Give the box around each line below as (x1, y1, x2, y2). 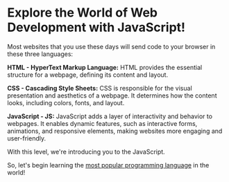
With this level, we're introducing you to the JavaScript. (7, 147, 165, 156)
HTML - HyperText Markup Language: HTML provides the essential (7, 63, 203, 71)
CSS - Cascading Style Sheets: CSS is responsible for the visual (7, 84, 192, 92)
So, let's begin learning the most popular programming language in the (7, 161, 210, 169)
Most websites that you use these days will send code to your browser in (7, 42, 216, 51)
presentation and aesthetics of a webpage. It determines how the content (7, 91, 217, 100)
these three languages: (7, 50, 74, 58)
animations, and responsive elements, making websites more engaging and (7, 127, 223, 135)
